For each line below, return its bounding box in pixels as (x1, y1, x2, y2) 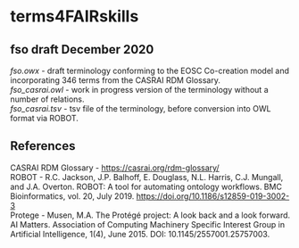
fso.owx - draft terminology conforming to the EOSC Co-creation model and (10, 65, 289, 76)
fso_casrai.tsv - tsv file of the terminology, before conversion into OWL (10, 103, 271, 113)
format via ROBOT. (10, 113, 79, 123)
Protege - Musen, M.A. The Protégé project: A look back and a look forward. (10, 210, 291, 220)
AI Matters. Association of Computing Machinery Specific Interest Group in (10, 219, 285, 229)
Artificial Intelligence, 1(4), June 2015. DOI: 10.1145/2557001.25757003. (10, 228, 270, 239)
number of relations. (10, 94, 85, 104)
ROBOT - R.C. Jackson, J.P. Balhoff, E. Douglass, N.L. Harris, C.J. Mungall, (10, 171, 284, 182)
